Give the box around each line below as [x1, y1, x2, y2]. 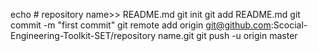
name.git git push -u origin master [158, 30, 298, 41]
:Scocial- [270, 19, 308, 31]
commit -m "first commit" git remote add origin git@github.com [10, 19, 272, 31]
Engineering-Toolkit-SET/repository [10, 30, 157, 41]
